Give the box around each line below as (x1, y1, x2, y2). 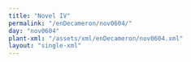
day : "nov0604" (8, 27, 60, 35)
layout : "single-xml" (8, 42, 82, 50)
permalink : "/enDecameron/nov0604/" (8, 19, 132, 27)
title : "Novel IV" (8, 11, 71, 20)
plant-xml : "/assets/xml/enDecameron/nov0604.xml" (8, 34, 184, 43)
